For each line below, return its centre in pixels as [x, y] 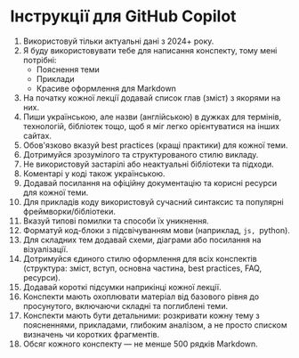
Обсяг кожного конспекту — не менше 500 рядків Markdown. [141, 344]
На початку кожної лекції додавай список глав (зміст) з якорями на [152, 98]
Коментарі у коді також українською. [94, 173]
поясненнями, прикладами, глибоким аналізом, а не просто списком [155, 325]
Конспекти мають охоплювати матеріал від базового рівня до [141, 297]
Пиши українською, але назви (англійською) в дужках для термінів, [152, 117]
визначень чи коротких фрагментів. [91, 334]
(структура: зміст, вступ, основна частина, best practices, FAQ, [142, 268]
